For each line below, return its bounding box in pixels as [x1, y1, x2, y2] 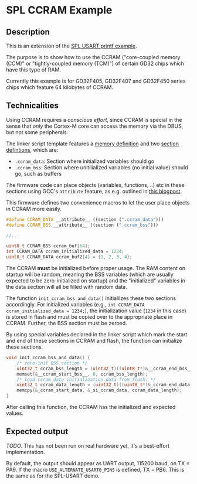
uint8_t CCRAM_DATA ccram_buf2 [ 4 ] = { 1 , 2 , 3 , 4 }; [6, 254, 133, 260]
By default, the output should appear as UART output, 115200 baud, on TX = [6, 459, 190, 466]
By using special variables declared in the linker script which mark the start [6, 331, 188, 338]
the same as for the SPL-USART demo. [6, 472, 100, 479]
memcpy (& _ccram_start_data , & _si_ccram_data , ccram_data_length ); [16, 387, 182, 393]
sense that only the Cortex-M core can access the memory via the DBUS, [6, 122, 184, 129]
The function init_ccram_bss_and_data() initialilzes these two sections [6, 295, 176, 302]
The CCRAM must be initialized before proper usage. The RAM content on [6, 265, 186, 272]
